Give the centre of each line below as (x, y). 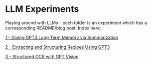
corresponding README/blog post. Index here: (53, 28)
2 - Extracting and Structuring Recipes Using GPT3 (58, 47)
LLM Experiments (42, 9)
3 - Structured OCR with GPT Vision (42, 56)
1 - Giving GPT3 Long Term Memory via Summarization (62, 37)
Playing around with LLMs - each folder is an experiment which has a (76, 23)
